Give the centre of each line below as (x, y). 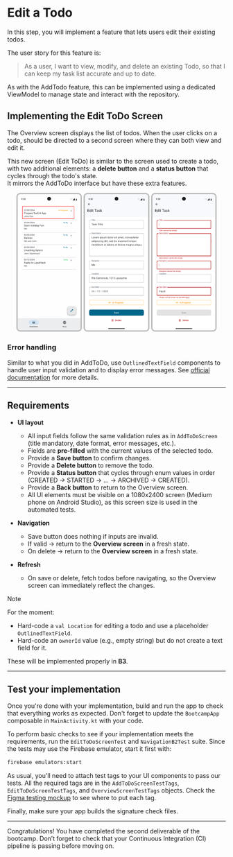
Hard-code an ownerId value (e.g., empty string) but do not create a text (120, 640)
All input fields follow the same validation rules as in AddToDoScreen (122, 435)
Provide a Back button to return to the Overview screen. (108, 487)
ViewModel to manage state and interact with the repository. (94, 94)
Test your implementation (64, 689)
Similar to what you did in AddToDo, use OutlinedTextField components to (114, 363)
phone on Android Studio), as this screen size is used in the (112, 502)
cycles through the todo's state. (53, 175)
